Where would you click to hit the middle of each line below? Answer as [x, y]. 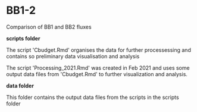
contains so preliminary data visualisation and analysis [73, 56]
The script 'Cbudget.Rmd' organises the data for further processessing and [99, 50]
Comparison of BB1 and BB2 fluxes [49, 27]
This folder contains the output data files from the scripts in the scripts [93, 97]
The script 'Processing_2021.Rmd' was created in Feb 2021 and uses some [98, 68]
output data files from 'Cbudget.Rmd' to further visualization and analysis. [97, 74]
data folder [20, 85]
